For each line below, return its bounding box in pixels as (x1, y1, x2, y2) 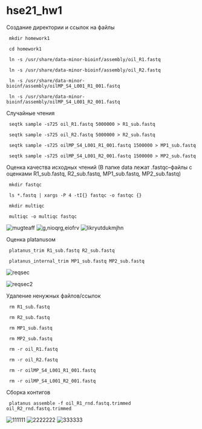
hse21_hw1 (6, 4, 62, 18)
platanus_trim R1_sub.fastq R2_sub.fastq (8, 247, 115, 254)
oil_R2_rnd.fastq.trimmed (6, 405, 71, 411)
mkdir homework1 (8, 35, 50, 41)
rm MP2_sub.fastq (8, 335, 53, 342)
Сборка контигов (6, 388, 50, 396)
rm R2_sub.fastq (8, 314, 50, 321)
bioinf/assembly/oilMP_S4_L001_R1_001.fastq (6, 83, 120, 89)
